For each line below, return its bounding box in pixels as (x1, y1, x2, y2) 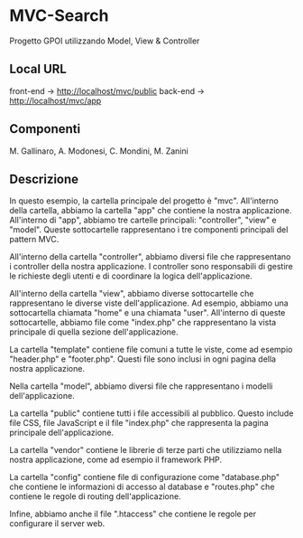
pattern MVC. (9, 234, 60, 245)
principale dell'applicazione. (9, 427, 115, 439)
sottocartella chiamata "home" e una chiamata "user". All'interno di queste (9, 307, 286, 318)
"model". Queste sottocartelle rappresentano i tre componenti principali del (9, 224, 289, 235)
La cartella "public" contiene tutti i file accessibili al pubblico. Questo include (9, 408, 294, 419)
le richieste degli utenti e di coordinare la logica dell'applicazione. (9, 270, 252, 281)
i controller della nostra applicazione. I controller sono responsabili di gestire (9, 261, 293, 272)
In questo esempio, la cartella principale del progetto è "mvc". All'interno (9, 195, 280, 206)
